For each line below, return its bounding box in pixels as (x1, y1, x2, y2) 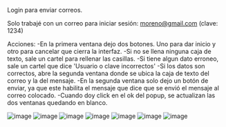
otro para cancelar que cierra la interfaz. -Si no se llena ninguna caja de (7, 48, 212, 55)
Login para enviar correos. (7, 6, 83, 14)
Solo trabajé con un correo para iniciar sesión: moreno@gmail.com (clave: (7, 19, 218, 27)
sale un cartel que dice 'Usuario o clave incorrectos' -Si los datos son (7, 62, 205, 70)
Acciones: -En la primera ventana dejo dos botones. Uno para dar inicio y (7, 40, 216, 48)
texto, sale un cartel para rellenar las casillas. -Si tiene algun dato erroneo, (7, 55, 219, 63)
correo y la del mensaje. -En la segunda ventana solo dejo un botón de (7, 77, 209, 85)
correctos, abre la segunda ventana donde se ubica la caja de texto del (7, 69, 209, 77)
